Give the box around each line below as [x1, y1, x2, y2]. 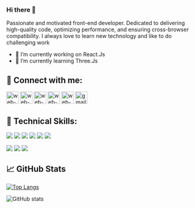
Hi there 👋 [6, 6, 37, 14]
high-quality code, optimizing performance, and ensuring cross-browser [6, 26, 189, 33]
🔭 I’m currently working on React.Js [15, 51, 105, 58]
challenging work [6, 39, 50, 46]
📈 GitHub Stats [6, 164, 66, 174]
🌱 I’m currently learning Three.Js [15, 58, 98, 65]
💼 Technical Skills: [6, 116, 78, 126]
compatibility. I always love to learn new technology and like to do [6, 32, 172, 40]
